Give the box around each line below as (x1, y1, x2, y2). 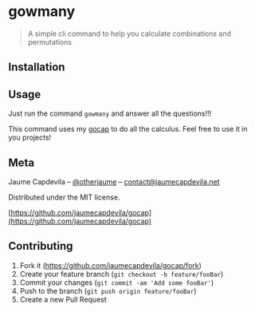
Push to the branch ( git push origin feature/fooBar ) (19, 286, 197, 295)
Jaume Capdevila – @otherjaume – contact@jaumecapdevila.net (8, 176, 221, 186)
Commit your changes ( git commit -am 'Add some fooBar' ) (19, 278, 214, 287)
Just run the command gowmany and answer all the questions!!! (8, 109, 212, 118)
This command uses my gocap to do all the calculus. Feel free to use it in (8, 124, 248, 134)
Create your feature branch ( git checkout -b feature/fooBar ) (19, 269, 224, 278)
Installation (8, 61, 65, 74)
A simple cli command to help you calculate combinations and (27, 29, 231, 38)
